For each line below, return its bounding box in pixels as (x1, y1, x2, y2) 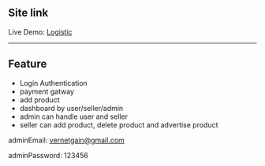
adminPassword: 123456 (8, 150, 89, 160)
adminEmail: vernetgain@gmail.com (8, 135, 125, 145)
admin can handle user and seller (19, 112, 129, 121)
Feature (8, 57, 47, 71)
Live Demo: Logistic (8, 27, 73, 36)
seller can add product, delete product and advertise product (19, 120, 218, 129)
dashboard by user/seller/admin (19, 103, 124, 113)
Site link (8, 6, 49, 20)
